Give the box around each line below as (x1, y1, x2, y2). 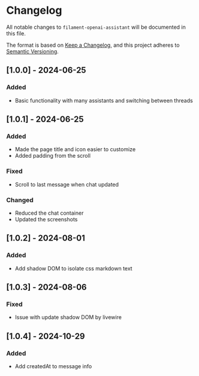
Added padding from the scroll (14, 152, 91, 160)
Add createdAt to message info (14, 362, 92, 369)
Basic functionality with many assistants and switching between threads (14, 97, 193, 104)
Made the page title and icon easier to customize (14, 146, 136, 153)
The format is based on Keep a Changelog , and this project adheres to (6, 41, 180, 49)
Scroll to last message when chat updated (14, 181, 119, 188)
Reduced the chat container (14, 209, 84, 216)
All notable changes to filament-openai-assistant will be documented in (6, 23, 186, 31)
